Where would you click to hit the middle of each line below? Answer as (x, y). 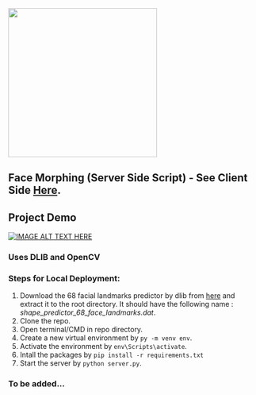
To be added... (37, 384)
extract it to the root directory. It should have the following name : (126, 304)
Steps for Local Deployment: (64, 279)
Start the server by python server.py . (80, 363)
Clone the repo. (45, 321)
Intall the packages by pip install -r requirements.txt (112, 355)
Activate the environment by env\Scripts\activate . (103, 347)
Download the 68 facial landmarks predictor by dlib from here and (127, 296)
